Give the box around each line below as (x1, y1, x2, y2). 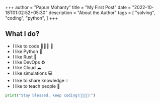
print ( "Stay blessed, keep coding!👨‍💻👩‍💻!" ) (5, 93, 96, 98)
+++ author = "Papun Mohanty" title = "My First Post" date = (5, 5, 131, 10)
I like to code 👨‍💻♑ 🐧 (12, 43, 54, 49)
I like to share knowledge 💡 (12, 77, 69, 83)
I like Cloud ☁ (12, 64, 42, 70)
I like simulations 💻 (12, 70, 53, 76)
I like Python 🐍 (12, 48, 43, 55)
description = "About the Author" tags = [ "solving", (48, 10, 155, 16)
